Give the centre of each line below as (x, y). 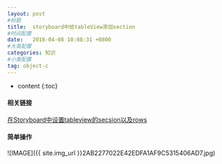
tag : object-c (28, 66)
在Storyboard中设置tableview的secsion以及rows (77, 119)
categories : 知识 (32, 53)
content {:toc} (38, 86)
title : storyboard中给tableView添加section (71, 27)
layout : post (26, 14)
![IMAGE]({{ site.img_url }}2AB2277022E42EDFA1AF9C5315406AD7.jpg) (111, 153)
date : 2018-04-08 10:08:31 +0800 (59, 40)
